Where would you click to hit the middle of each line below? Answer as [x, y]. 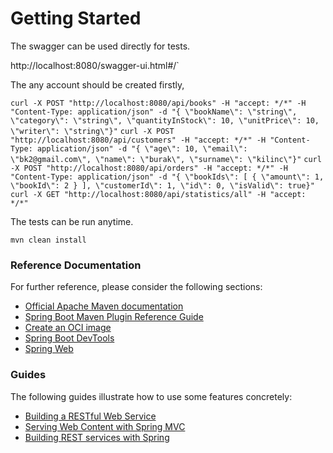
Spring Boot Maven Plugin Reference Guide [114, 317]
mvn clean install [48, 240]
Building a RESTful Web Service [90, 416]
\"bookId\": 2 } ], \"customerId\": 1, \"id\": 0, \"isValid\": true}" [162, 185]
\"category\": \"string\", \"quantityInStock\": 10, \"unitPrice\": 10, [165, 120]
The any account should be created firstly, [97, 84]
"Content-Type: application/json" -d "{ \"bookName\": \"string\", [154, 112]
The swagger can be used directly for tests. [100, 46]
